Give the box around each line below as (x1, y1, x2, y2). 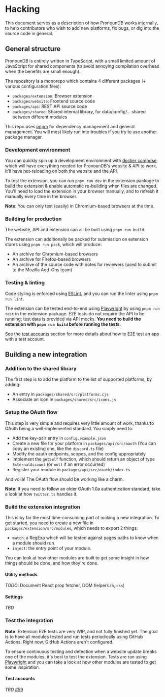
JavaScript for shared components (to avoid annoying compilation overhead (5, 63, 160, 69)
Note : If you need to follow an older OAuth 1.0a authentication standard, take (5, 486, 161, 492)
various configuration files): (5, 83, 61, 89)
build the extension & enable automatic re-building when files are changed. (5, 183, 158, 189)
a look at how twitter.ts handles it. (5, 491, 78, 497)
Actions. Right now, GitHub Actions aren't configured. (5, 639, 114, 645)
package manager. (5, 134, 43, 140)
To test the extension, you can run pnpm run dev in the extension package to (5, 178, 160, 184)
